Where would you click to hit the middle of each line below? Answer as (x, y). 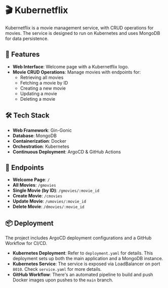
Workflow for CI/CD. (26, 243)
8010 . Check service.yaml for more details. (57, 269)
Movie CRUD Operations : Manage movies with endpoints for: (76, 72)
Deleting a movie (38, 99)
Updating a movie (38, 93)
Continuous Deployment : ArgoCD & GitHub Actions (67, 152)
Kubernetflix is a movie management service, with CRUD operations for (79, 28)
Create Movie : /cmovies (37, 196)
